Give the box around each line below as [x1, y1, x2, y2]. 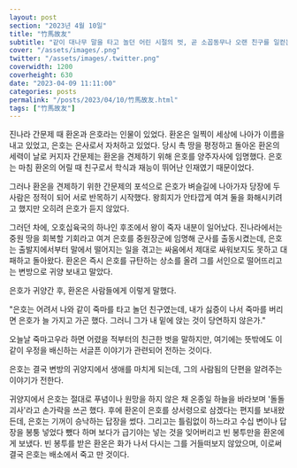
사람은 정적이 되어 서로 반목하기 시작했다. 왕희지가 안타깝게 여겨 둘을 [9, 192, 245, 203]
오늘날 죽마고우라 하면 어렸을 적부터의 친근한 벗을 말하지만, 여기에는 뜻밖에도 [9, 334, 274, 345]
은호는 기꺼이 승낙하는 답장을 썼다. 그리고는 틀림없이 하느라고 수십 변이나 [27, 416, 278, 426]
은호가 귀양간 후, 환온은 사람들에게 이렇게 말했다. [9, 285, 177, 296]
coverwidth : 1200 [9, 63, 73, 72]
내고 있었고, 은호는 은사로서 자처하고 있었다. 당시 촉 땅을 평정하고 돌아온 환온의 [9, 140, 280, 151]
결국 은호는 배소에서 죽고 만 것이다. [9, 449, 130, 460]
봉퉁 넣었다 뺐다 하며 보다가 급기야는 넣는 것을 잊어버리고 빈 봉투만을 [25, 427, 262, 438]
